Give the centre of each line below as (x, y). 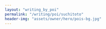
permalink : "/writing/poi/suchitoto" (44, 14)
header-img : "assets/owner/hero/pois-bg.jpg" (53, 19)
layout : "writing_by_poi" (32, 10)
